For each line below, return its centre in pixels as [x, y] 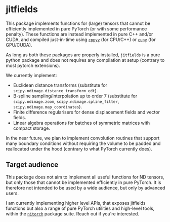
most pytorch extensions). [33, 65]
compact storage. [31, 128]
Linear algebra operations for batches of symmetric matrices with [81, 123]
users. [12, 193]
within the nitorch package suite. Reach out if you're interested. [73, 213]
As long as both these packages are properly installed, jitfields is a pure [83, 55]
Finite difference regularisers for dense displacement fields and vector [86, 112]
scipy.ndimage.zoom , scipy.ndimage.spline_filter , [66, 101]
